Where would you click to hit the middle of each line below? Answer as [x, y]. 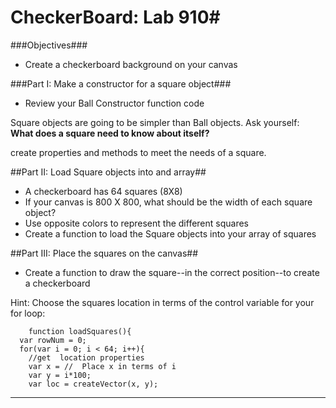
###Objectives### [49, 45]
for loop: [28, 313]
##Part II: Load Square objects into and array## [108, 172]
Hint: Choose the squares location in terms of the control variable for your [162, 302]
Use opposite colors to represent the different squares [136, 223]
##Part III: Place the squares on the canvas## [104, 253]
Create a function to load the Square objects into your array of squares [170, 233]
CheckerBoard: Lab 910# [115, 17]
